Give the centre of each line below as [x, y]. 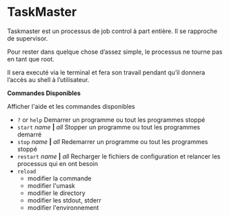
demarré [29, 134]
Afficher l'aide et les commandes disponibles [71, 106]
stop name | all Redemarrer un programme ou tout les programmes [112, 141]
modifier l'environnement [63, 207]
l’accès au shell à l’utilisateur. [48, 79]
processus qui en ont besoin [58, 163]
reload [27, 172]
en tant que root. [31, 59]
